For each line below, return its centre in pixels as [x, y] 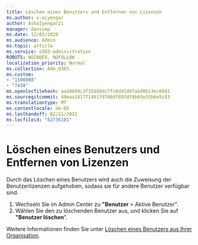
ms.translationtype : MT [37, 102]
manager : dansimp [28, 29]
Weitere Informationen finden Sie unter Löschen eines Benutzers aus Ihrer [99, 229]
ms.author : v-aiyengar [35, 18]
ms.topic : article [30, 46]
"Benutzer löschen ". [41, 218]
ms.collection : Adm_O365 [38, 69]
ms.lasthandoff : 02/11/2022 [42, 114]
